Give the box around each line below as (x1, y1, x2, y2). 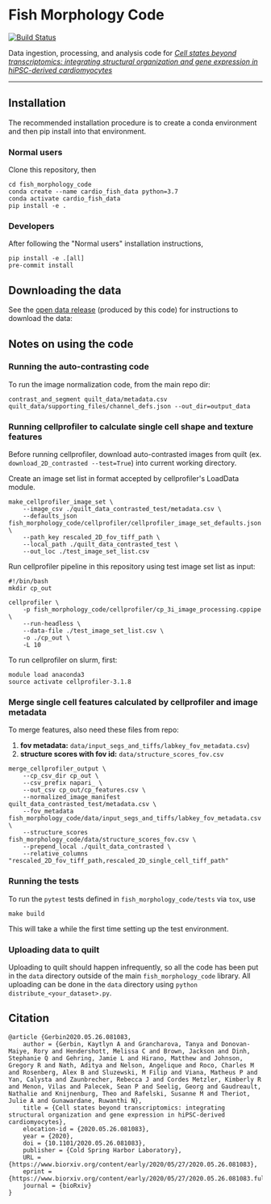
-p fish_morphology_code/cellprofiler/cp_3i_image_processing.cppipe (23, 606, 262, 614)
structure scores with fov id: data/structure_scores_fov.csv (19, 750, 224, 759)
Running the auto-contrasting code (8, 361, 149, 373)
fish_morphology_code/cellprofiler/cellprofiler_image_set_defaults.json (8, 519, 262, 527)
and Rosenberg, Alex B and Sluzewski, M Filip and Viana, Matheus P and (8, 1068, 258, 1076)
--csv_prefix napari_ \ (23, 779, 103, 788)
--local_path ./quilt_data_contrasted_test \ (23, 540, 179, 549)
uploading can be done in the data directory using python (8, 980, 198, 990)
